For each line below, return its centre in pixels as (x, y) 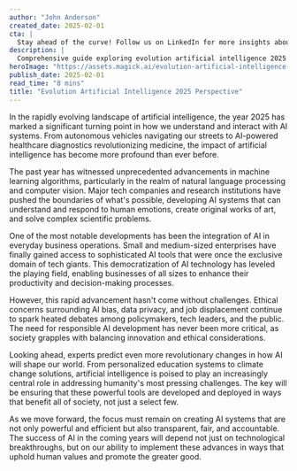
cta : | (21, 34)
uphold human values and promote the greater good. (105, 456)
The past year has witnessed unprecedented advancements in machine (140, 171)
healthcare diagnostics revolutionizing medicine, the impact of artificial (138, 145)
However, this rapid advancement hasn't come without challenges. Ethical (144, 300)
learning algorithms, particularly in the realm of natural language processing (147, 181)
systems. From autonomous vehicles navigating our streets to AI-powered (144, 135)
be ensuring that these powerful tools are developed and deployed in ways (145, 392)
